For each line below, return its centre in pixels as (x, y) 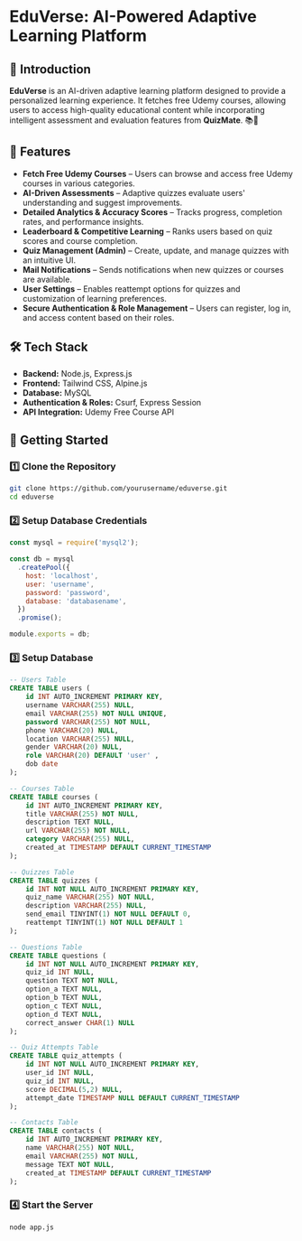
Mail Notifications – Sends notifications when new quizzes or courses (153, 269)
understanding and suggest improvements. (102, 202)
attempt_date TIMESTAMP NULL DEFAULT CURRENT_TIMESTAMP (133, 1098)
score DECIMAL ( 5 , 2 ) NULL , (74, 1089)
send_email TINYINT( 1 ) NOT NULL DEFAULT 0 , (109, 914)
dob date (42, 764)
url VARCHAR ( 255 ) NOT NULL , (78, 831)
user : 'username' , (60, 584)
